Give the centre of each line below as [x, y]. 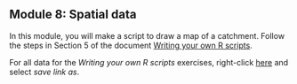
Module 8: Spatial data [73, 15]
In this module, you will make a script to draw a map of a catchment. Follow [147, 35]
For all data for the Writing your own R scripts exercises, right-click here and [149, 62]
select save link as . [44, 72]
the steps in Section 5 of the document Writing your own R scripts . [131, 45]
